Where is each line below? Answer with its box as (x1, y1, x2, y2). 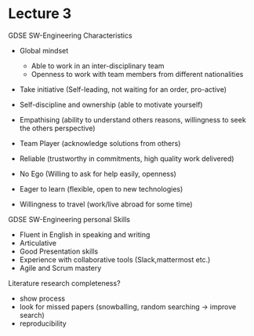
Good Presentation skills (19, 247, 99, 256)
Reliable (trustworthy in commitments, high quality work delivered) (19, 154, 234, 163)
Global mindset (19, 46, 69, 55)
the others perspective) (19, 123, 96, 133)
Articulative (19, 238, 57, 247)
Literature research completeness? (8, 278, 121, 287)
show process (19, 294, 65, 303)
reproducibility (19, 319, 67, 328)
